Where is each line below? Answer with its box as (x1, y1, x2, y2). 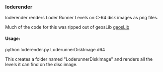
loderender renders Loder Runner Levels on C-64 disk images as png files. (5, 15, 159, 21)
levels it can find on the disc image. (5, 61, 78, 67)
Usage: (5, 36, 21, 41)
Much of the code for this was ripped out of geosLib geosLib (5, 24, 130, 30)
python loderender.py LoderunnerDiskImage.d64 (5, 46, 105, 52)
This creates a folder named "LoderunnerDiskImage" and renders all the (5, 56, 153, 62)
